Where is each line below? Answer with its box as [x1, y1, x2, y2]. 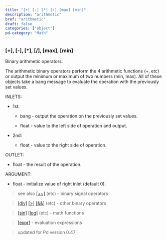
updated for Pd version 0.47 [17, 229, 76, 235]
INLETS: [5, 93, 22, 100]
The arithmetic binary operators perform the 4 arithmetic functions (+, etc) [5, 68, 159, 74]
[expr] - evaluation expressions [17, 219, 82, 225]
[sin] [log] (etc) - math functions [17, 210, 84, 216]
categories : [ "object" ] [5, 26, 55, 31]
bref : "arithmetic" [5, 16, 46, 21]
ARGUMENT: [5, 171, 32, 177]
